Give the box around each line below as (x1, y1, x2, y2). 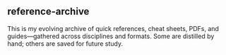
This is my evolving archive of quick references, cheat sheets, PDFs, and (7, 24, 219, 32)
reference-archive (7, 6, 90, 18)
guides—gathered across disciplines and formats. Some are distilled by (7, 32, 215, 40)
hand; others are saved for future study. (7, 39, 124, 48)
